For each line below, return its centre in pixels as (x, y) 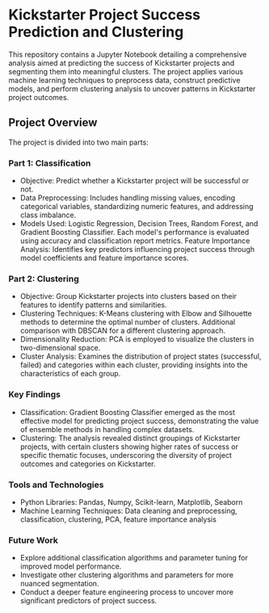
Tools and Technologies (56, 485)
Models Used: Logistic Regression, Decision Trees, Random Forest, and (139, 224)
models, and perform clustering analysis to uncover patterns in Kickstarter (132, 88)
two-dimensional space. (60, 348)
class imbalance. (48, 215)
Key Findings (34, 395)
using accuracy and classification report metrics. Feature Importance (135, 241)
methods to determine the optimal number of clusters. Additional (128, 322)
